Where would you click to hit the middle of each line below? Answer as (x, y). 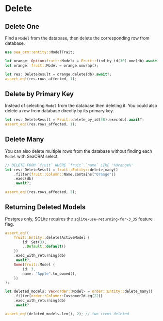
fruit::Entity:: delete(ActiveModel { (52, 237)
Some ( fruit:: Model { (34, 265)
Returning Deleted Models (45, 207)
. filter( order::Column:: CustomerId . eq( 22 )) (58, 296)
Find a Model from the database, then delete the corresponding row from (77, 38)
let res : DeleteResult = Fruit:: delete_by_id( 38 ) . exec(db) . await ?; (75, 120)
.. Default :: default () (44, 247)
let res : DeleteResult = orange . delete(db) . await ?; (58, 74)
